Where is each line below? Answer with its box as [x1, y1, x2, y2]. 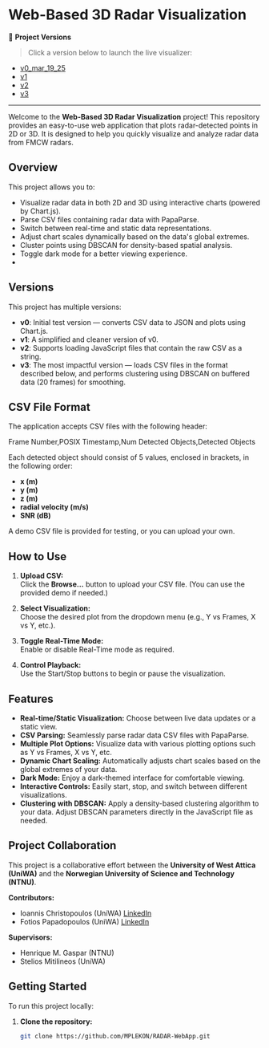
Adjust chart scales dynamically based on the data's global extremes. [19, 231, 250, 242]
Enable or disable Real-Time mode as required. [19, 644, 175, 655]
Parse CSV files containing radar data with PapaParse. [19, 214, 199, 224]
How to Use [8, 550, 67, 563]
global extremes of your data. [19, 765, 118, 774]
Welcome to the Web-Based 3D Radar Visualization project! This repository [8, 112, 260, 121]
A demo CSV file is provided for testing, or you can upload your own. [8, 526, 235, 536]
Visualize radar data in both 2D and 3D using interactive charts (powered [19, 197, 260, 207]
